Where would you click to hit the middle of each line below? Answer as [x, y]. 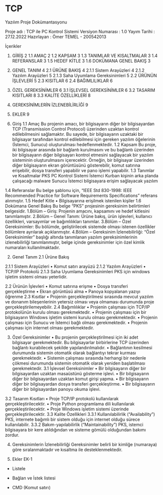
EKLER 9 [21, 114]
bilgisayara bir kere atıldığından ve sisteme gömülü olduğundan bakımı [75, 430]
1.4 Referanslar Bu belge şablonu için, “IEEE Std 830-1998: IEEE [69, 190]
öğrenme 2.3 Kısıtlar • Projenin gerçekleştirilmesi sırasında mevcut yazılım [79, 297]
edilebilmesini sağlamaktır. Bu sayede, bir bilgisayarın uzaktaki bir [78, 134]
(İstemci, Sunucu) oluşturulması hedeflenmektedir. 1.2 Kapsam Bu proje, [84, 144]
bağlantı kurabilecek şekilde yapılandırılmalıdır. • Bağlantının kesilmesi [82, 347]
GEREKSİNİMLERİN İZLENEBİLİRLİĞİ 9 [50, 105]
